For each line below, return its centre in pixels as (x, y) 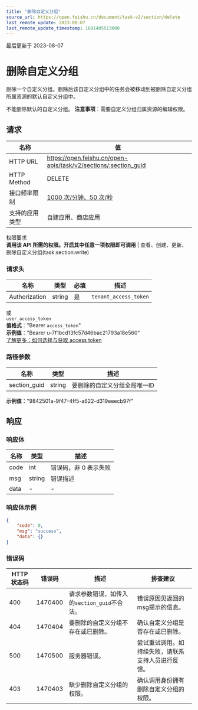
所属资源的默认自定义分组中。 (42, 97)
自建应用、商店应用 (73, 217)
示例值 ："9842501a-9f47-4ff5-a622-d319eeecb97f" (70, 401)
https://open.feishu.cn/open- (88, 158)
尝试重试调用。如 (161, 643)
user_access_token (29, 319)
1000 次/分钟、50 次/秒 (80, 197)
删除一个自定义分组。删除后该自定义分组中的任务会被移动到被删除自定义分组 (99, 89)
